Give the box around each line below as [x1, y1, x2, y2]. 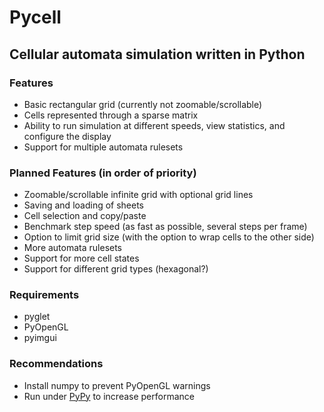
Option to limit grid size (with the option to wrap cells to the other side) [23, 231, 315, 243]
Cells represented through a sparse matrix [23, 109, 199, 121]
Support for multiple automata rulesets [23, 141, 184, 153]
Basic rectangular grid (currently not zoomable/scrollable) [23, 98, 263, 110]
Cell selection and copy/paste [23, 210, 147, 222]
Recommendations [9, 357, 104, 371]
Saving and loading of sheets [23, 199, 145, 211]
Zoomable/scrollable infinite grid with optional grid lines [23, 189, 254, 201]
